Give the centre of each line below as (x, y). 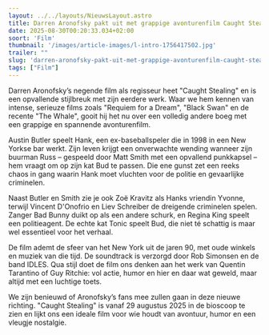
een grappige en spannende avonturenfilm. (79, 124)
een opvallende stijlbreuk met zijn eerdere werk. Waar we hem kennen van (131, 99)
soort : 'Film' (32, 38)
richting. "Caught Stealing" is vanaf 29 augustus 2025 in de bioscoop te (127, 305)
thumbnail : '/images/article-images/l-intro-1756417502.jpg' (112, 46)
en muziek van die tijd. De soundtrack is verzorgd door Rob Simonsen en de (134, 256)
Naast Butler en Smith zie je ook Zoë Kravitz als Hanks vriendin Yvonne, (127, 197)
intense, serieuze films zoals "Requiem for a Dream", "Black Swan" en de (129, 107)
